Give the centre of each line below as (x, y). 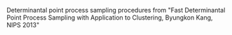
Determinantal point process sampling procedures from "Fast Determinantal (116, 10)
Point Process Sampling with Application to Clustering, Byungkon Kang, (110, 17)
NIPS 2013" (23, 25)
